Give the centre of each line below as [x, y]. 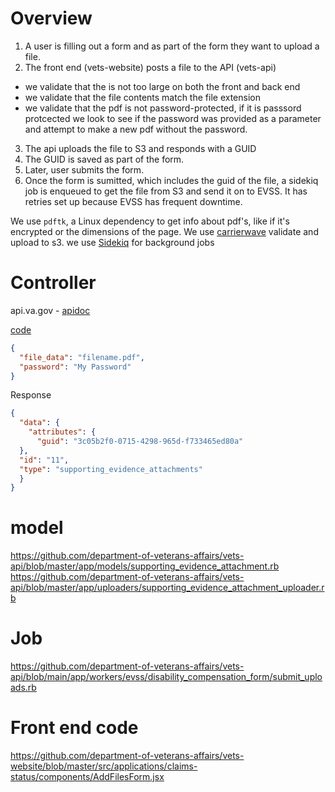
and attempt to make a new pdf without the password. [136, 129]
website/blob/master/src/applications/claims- [104, 766]
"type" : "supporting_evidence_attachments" [111, 469]
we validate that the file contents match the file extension [142, 97]
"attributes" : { [62, 432]
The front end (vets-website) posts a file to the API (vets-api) [150, 67]
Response [31, 395]
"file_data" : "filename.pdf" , [82, 357]
